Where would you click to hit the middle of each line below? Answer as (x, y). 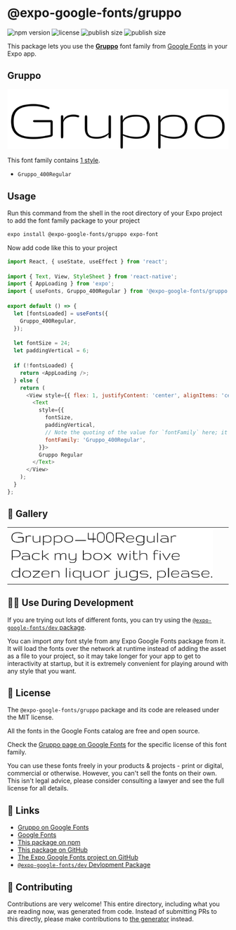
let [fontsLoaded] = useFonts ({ (61, 314)
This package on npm (49, 843)
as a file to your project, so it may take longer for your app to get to (104, 656)
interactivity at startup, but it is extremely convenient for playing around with (118, 663)
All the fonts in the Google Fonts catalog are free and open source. (104, 731)
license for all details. (38, 788)
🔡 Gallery (28, 514)
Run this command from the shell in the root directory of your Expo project (115, 213)
